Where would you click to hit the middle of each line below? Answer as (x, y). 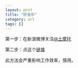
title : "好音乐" (21, 15)
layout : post (19, 10)
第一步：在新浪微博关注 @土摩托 (38, 39)
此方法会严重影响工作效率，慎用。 (41, 60)
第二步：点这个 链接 (25, 50)
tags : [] (14, 24)
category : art (20, 19)
